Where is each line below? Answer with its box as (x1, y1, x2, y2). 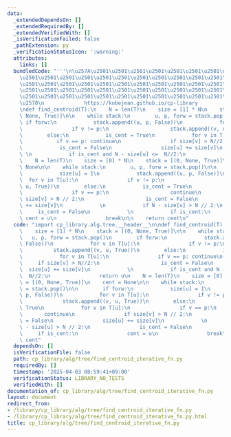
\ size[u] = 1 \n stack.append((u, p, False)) (19, 170, 220, 177)
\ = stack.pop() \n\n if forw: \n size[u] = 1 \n (19, 285, 211, 292)
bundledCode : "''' (13, 67, 67, 74)
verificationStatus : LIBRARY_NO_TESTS (13, 374, 125, 382)
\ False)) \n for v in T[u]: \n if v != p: (19, 240, 220, 248)
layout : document (7, 394, 57, 401)
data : (7, 10, 23, 17)
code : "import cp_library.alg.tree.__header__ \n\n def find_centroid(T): (13, 221, 226, 228)
